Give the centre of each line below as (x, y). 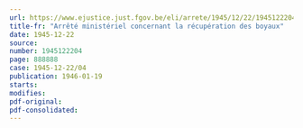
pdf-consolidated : (44, 110)
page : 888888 (34, 59)
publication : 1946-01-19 (56, 77)
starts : (24, 85)
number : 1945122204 (46, 51)
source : (24, 43)
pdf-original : (36, 101)
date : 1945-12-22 (42, 34)
